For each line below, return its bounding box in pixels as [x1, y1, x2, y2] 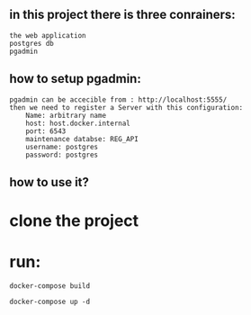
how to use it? [9, 175, 90, 190]
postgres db [9, 39, 54, 48]
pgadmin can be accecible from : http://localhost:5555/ [9, 94, 228, 104]
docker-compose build [9, 282, 91, 291]
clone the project [9, 211, 139, 231]
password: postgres [25, 150, 99, 159]
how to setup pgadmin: [9, 71, 141, 86]
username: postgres [25, 142, 99, 151]
